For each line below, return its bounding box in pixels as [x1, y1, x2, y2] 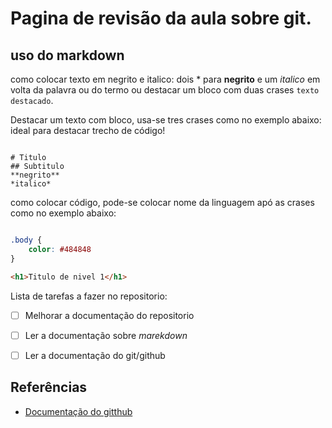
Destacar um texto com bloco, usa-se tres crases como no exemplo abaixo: [10, 114, 322, 126]
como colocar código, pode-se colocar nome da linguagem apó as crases [10, 197, 315, 208]
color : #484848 [28, 244, 92, 254]
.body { [10, 235, 43, 245]
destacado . [10, 95, 54, 106]
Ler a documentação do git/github [24, 349, 166, 361]
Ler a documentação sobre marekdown [24, 329, 188, 341]
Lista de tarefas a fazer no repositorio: [10, 290, 168, 302]
